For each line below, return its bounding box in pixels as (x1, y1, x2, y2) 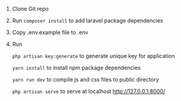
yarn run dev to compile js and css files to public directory (12, 76, 160, 83)
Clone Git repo (12, 5, 49, 12)
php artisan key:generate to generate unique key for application (12, 52, 175, 60)
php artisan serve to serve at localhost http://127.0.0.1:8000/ (12, 88, 166, 95)
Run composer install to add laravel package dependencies (12, 17, 163, 24)
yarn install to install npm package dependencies (12, 64, 141, 71)
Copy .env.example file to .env (12, 29, 88, 36)
